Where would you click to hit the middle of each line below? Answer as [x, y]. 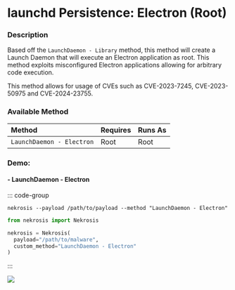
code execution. [31, 72]
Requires [116, 130]
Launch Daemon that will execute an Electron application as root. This [108, 58]
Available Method [38, 112]
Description [28, 35]
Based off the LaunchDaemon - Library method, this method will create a [112, 50]
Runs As [152, 130]
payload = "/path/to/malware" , [56, 239]
